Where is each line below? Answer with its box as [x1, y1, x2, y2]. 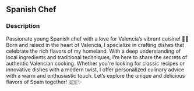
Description [6, 22, 40, 30]
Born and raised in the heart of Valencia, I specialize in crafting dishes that [6, 41, 185, 48]
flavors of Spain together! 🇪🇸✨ [6, 78, 82, 85]
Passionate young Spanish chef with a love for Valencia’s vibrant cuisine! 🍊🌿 [6, 35, 189, 42]
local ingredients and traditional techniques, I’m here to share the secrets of [6, 53, 188, 60]
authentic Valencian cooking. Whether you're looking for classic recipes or [6, 60, 185, 67]
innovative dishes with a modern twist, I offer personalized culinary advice [6, 66, 185, 73]
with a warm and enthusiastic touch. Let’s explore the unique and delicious [6, 72, 185, 79]
